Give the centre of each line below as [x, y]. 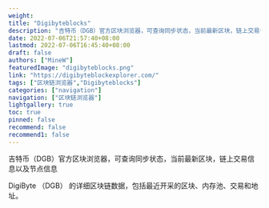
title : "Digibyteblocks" [50, 23]
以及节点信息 [36, 168]
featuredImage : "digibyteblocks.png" [71, 68]
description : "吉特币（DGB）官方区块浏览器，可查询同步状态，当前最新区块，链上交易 [134, 30]
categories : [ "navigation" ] [55, 90]
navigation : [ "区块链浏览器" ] [55, 98]
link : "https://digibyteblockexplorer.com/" [84, 75]
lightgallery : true [41, 105]
